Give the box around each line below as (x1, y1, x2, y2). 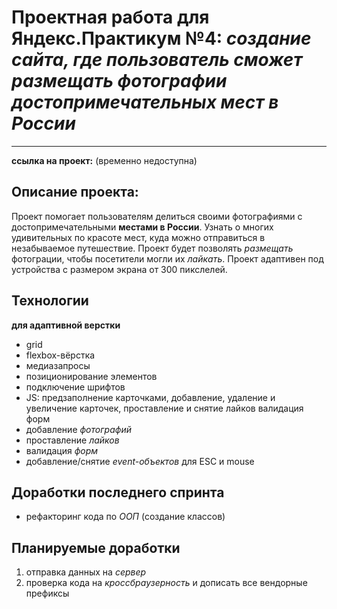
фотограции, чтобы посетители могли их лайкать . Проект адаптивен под (11, 252, 324, 265)
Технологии (11, 292, 89, 310)
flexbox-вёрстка (25, 349, 96, 361)
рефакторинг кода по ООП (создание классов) (25, 511, 226, 523)
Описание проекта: (11, 184, 139, 201)
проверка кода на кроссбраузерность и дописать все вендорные (25, 577, 308, 589)
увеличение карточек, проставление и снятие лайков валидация (25, 402, 304, 414)
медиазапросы (25, 359, 91, 371)
